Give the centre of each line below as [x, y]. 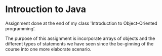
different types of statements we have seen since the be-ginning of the [79, 43]
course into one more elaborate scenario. [48, 49]
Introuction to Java [46, 9]
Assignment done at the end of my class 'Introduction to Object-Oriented [81, 23]
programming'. [21, 28]
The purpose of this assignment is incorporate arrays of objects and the [80, 38]
